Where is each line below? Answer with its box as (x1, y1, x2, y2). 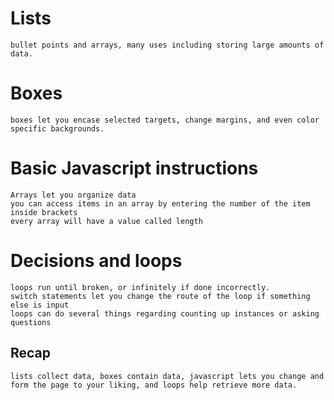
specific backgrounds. (10, 123, 105, 134)
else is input (10, 300, 70, 310)
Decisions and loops (10, 250, 183, 272)
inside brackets (10, 207, 78, 217)
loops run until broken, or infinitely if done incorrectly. (10, 282, 271, 292)
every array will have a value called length (10, 216, 203, 226)
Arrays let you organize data (10, 190, 137, 200)
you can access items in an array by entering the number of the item (10, 198, 311, 209)
